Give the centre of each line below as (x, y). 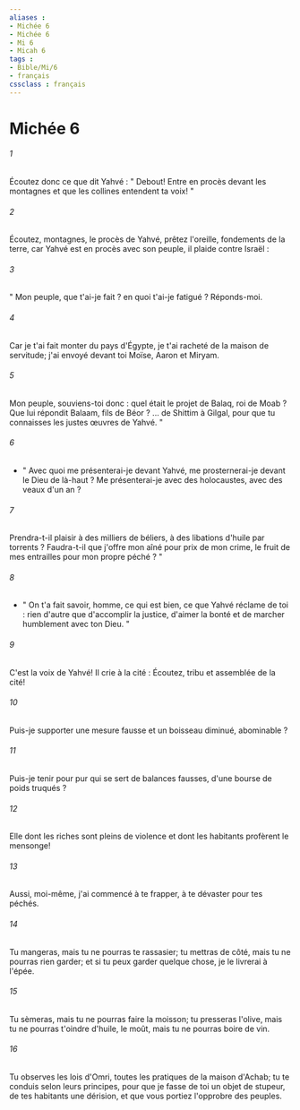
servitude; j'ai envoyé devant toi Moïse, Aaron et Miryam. (114, 355)
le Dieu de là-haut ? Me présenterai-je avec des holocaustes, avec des (152, 480)
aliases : (28, 17)
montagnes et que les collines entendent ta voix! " (102, 191)
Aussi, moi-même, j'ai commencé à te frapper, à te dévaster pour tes (136, 894)
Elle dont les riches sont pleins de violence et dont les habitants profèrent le (149, 836)
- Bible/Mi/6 (34, 68)
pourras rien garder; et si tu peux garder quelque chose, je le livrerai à (138, 961)
